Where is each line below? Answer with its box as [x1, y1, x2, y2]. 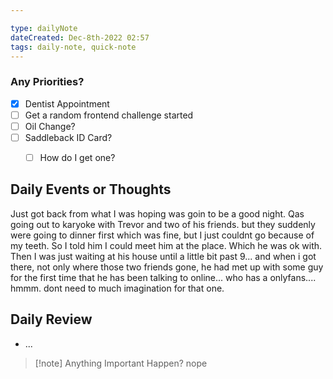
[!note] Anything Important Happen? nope [34, 357, 208, 369]
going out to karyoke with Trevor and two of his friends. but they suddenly [10, 218, 316, 230]
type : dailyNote [10, 23, 78, 33]
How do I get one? [39, 151, 116, 163]
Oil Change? [24, 120, 76, 132]
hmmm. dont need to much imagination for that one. [10, 282, 225, 294]
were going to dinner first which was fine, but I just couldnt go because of [10, 229, 315, 241]
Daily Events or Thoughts [10, 181, 172, 198]
